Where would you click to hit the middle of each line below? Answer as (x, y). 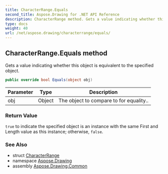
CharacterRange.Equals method (56, 53)
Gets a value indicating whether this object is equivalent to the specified (79, 65)
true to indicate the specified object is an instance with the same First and (82, 126)
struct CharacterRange (36, 155)
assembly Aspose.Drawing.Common (50, 166)
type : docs (16, 24)
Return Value (21, 115)
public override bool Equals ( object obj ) (49, 80)
